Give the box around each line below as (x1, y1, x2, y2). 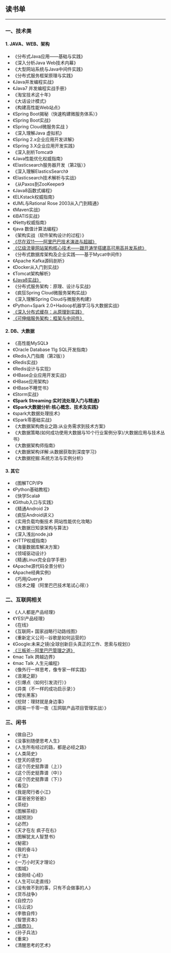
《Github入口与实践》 (12, 499, 56, 505)
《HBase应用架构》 (12, 379, 51, 385)
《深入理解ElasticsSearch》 (12, 168, 69, 174)
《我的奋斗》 (12, 846, 40, 852)
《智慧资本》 (12, 916, 40, 922)
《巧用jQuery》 (12, 576, 43, 582)
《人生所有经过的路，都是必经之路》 (12, 744, 89, 750)
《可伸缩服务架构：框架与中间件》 (12, 315, 84, 321)
